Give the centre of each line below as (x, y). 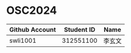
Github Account (33, 30)
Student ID (80, 30)
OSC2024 (32, 11)
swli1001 (23, 40)
